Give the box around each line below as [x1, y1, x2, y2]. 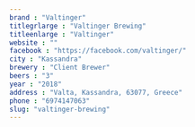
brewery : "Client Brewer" [9, 63, 111, 72]
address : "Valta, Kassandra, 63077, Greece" [9, 88, 182, 97]
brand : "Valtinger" [9, 13, 87, 22]
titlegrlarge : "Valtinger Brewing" [9, 21, 146, 30]
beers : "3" [9, 72, 54, 80]
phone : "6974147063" [9, 96, 91, 106]
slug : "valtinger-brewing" [9, 105, 111, 114]
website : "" [9, 38, 58, 47]
